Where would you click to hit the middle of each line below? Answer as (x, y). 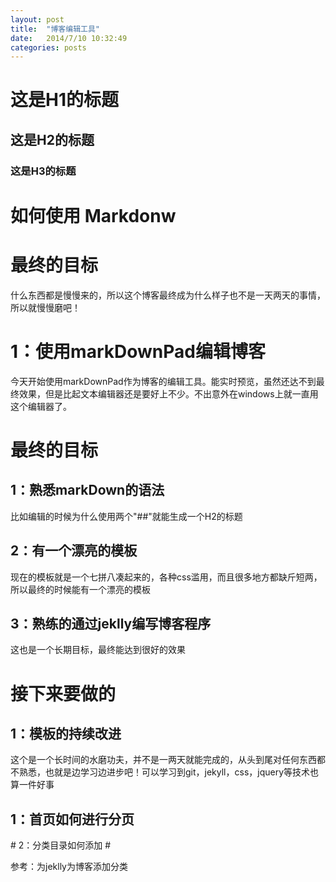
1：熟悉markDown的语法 (87, 490)
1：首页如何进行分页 (72, 819)
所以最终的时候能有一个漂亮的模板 (80, 589)
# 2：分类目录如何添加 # (61, 845)
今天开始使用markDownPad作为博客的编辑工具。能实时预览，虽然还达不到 (163, 381)
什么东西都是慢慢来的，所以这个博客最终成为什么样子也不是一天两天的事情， (168, 295)
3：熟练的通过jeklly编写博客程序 (111, 624)
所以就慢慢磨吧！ (45, 307)
